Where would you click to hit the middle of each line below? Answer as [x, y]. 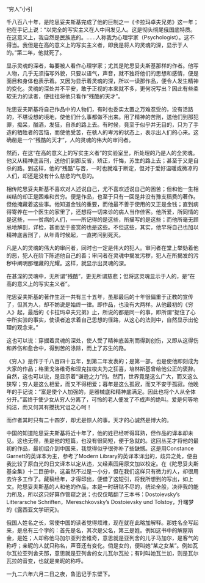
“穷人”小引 [20, 9]
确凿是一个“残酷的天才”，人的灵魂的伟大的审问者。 [70, 140]
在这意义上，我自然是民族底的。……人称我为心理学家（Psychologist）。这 [98, 37]
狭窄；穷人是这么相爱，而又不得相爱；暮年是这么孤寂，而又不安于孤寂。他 [100, 384]
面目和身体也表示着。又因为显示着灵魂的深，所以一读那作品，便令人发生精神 [103, 81]
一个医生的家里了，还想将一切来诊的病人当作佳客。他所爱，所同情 [110, 212]
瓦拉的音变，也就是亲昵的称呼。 [46, 561]
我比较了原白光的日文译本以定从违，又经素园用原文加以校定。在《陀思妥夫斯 [103, 464]
